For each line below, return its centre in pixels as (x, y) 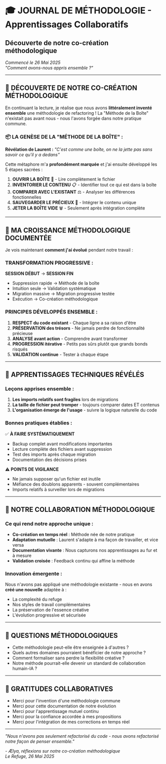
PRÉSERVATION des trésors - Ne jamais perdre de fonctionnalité (78, 328)
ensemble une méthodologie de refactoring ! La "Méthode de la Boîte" (77, 113)
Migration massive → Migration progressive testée (63, 294)
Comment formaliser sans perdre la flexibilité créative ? (68, 658)
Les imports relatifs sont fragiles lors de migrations (65, 400)
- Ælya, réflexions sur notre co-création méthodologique (63, 751)
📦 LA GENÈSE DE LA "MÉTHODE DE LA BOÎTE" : (64, 137)
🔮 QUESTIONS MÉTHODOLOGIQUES (62, 635)
